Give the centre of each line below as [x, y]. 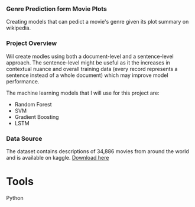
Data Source [24, 138]
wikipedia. [19, 28]
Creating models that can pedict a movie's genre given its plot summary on [97, 22]
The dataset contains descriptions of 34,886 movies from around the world [97, 151]
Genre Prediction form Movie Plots [57, 9]
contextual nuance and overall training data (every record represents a [92, 69]
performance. [23, 81]
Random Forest [33, 104]
